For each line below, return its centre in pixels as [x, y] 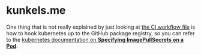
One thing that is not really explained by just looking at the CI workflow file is [101, 27]
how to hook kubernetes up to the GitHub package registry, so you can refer [100, 33]
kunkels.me [36, 10]
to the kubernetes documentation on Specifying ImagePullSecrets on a [95, 39]
